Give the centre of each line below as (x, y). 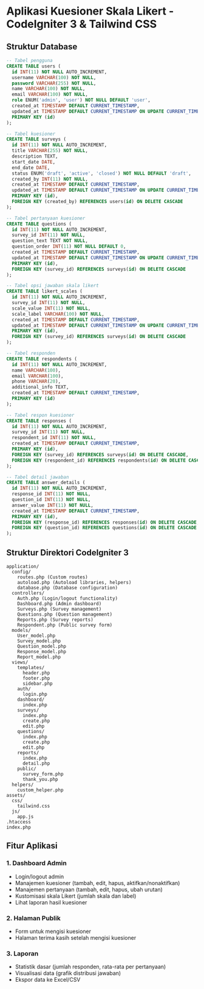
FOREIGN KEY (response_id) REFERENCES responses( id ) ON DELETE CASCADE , (106, 522)
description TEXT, (35, 156)
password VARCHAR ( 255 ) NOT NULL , (54, 83)
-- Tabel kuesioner (31, 134)
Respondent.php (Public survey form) (65, 625)
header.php (36, 673)
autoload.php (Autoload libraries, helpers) (74, 582)
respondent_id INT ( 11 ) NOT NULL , (54, 438)
